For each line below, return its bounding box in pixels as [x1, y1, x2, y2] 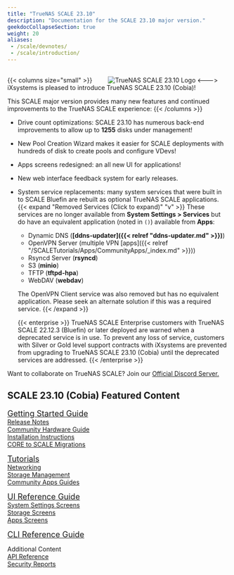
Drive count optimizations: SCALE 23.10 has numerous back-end [17, 118, 204, 127]
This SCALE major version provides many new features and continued [7, 96, 209, 106]
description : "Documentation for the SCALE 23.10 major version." [7, 17, 206, 24]
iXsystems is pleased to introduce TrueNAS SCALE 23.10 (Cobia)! [7, 83, 196, 91]
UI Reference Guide [7, 491, 81, 502]
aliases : [7, 37, 33, 44]
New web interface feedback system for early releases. [17, 174, 178, 182]
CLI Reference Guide [7, 529, 85, 539]
